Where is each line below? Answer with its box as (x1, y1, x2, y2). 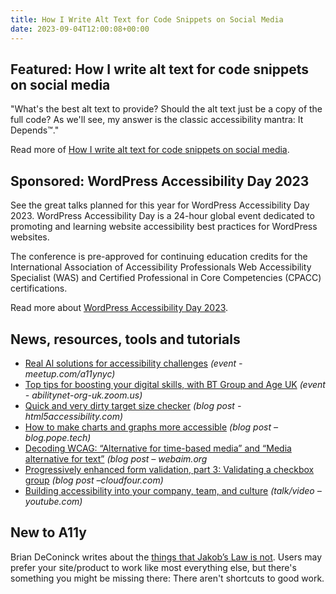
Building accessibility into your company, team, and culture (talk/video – (24, 484, 322, 496)
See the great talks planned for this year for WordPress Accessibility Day (10, 199, 310, 211)
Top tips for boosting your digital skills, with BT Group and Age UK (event (24, 378, 326, 390)
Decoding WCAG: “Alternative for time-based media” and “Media (24, 442, 292, 454)
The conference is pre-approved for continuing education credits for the (10, 251, 308, 263)
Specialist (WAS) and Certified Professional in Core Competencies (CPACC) (10, 272, 322, 284)
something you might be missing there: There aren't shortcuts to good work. (10, 572, 325, 584)
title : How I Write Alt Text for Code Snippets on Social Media (10, 14, 284, 25)
